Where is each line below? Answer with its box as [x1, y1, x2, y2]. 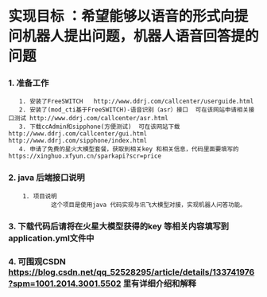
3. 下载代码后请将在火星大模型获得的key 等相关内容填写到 [8, 221, 229, 232]
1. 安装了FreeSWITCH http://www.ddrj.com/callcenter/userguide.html [18, 97, 254, 106]
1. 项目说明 [22, 192, 57, 200]
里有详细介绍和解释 [122, 278, 197, 289]
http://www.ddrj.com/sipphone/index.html [8, 137, 148, 145]
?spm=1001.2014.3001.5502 [8, 278, 122, 289]
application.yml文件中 [8, 233, 95, 244]
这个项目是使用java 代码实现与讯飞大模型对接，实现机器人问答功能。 [50, 201, 246, 209]
